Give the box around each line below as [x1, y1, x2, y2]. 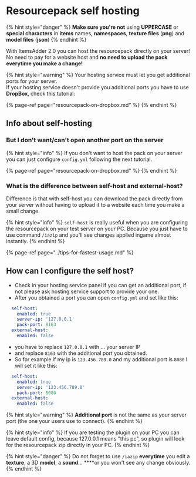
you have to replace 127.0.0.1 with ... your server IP [14, 343, 141, 350]
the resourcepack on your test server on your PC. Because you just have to [6, 225, 188, 232]
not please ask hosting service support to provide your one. [14, 288, 160, 295]
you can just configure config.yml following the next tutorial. [6, 156, 153, 163]
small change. [6, 207, 40, 214]
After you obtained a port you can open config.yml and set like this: [14, 294, 178, 301]
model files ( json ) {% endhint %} [6, 36, 87, 43]
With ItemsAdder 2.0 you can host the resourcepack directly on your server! [6, 47, 191, 54]
